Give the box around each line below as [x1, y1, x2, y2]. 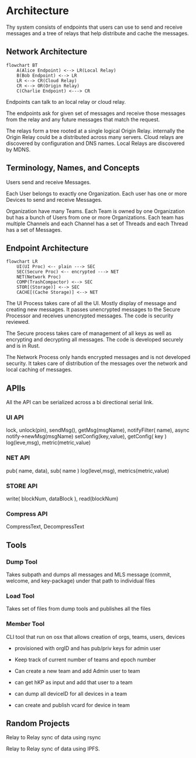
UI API [6, 414, 24, 422]
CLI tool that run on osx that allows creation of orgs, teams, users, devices [6, 633, 185, 640]
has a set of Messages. [6, 226, 63, 233]
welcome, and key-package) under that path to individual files [6, 577, 156, 584]
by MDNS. [6, 145, 31, 153]
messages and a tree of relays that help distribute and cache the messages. [6, 29, 189, 36]
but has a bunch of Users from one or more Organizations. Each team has [6, 214, 184, 221]
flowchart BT [6, 62, 38, 68]
